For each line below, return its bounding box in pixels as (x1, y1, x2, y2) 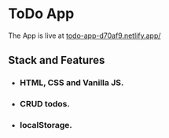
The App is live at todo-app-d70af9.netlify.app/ (8, 31, 161, 40)
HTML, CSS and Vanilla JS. (19, 77, 124, 88)
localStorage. (19, 120, 73, 131)
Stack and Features (8, 54, 105, 67)
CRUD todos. (19, 99, 71, 110)
